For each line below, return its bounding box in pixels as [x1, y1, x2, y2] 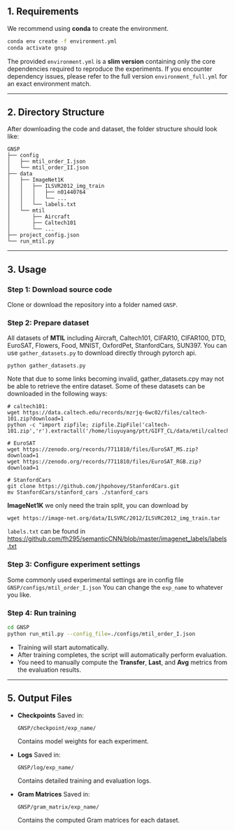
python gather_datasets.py [7, 363, 86, 370]
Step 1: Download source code [7, 284, 113, 294]
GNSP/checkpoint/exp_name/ [17, 724, 97, 731]
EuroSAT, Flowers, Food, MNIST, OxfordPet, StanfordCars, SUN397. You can [7, 342, 227, 350]
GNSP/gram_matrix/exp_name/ [17, 803, 99, 811]
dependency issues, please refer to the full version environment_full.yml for [7, 72, 228, 80]
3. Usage [7, 263, 47, 276]
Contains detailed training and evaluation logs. [17, 776, 152, 785]
